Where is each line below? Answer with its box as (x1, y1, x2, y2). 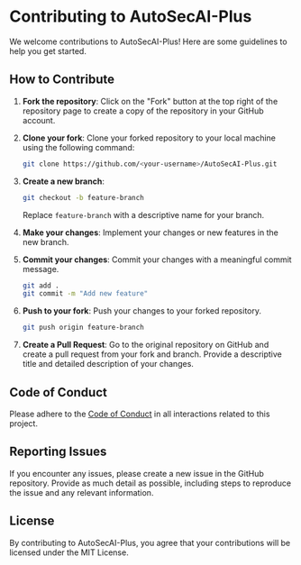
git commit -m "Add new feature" (22, 289, 149, 298)
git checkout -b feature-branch (22, 193, 144, 202)
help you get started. (9, 45, 87, 56)
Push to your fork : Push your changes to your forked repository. (22, 305, 262, 316)
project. (9, 417, 39, 429)
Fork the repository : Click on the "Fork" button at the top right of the (22, 96, 278, 106)
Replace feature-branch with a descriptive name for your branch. (22, 209, 265, 220)
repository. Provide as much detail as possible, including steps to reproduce (9, 478, 291, 488)
